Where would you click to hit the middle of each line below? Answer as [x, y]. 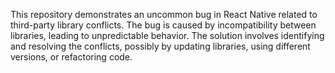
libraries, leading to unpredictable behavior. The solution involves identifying [167, 35]
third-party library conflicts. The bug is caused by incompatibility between [163, 25]
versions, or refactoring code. [71, 57]
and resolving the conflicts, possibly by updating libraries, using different [160, 46]
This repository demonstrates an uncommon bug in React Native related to [164, 14]
